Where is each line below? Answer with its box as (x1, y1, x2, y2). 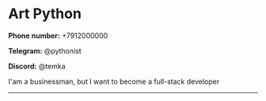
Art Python (8, 5, 82, 23)
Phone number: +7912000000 (8, 31, 108, 40)
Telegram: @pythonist (8, 46, 82, 55)
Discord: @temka (8, 61, 66, 71)
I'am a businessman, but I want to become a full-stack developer (8, 77, 220, 86)
